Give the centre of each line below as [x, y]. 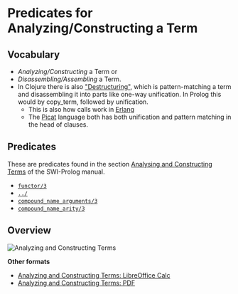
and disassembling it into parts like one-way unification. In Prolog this [119, 94]
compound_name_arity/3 [51, 209]
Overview [29, 230]
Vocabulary [34, 54]
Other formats [29, 261]
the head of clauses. [58, 125]
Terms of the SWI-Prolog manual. [56, 172]
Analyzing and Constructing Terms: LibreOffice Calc [94, 275]
